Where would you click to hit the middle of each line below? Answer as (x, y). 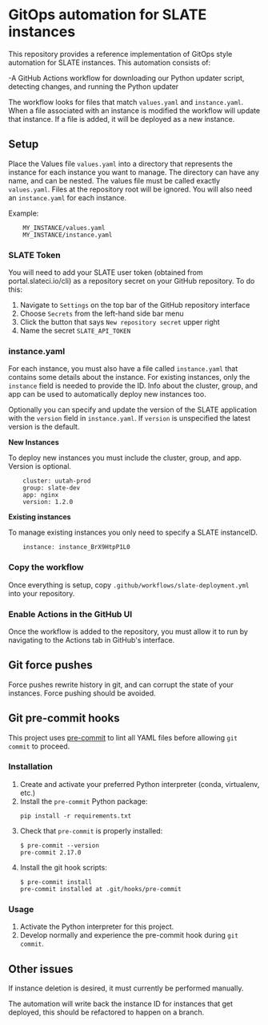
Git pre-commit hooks (64, 718)
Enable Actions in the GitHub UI (70, 614)
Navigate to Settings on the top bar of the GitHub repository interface (135, 305)
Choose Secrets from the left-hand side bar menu (102, 313)
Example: (24, 213)
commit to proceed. (39, 746)
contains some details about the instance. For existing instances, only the (129, 377)
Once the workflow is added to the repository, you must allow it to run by (128, 632)
